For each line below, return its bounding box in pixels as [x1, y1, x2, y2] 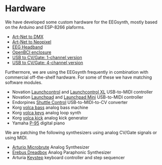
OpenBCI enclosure [12, 49, 52, 55]
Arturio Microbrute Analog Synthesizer [12, 144, 90, 150]
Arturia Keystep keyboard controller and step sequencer [12, 154, 125, 160]
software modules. [5, 79, 43, 85]
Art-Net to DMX [12, 34, 44, 40]
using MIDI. [5, 135, 28, 141]
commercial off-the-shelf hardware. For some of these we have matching [5, 74, 152, 80]
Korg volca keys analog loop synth [12, 109, 81, 115]
